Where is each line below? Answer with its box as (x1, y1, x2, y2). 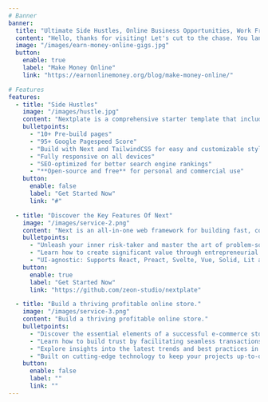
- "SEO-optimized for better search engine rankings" (29, 160, 213, 168)
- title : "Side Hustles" (15, 101, 98, 109)
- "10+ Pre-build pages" (29, 130, 112, 138)
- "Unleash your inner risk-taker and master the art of (29, 241, 223, 249)
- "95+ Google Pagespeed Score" (29, 137, 137, 145)
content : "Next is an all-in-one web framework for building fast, (22, 226, 251, 234)
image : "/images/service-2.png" (22, 219, 130, 227)
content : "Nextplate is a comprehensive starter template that (22, 115, 238, 124)
